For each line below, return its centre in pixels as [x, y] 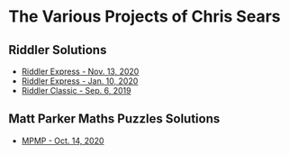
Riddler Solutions [58, 50]
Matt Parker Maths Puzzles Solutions [114, 119]
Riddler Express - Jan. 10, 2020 [80, 81]
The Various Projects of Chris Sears [144, 17]
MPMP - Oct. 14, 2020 [63, 141]
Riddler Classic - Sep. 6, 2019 [76, 91]
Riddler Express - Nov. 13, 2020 [80, 71]
